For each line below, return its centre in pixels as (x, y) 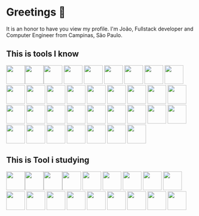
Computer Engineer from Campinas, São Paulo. (64, 35)
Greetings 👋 (36, 12)
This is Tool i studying (48, 160)
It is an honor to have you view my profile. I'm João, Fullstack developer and (100, 29)
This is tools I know (43, 54)
